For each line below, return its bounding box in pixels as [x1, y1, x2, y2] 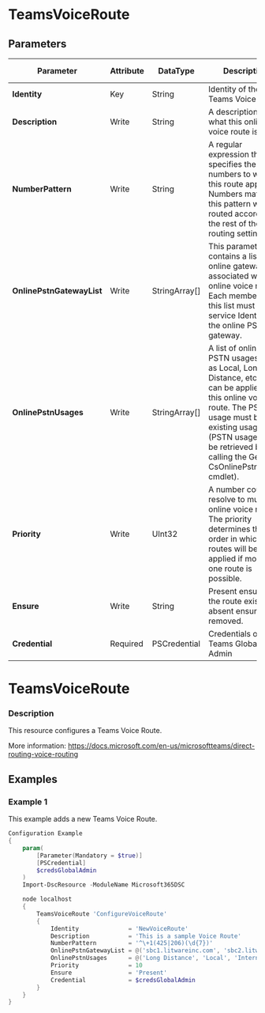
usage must [208, 412, 252, 422]
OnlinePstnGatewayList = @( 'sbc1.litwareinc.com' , [50, 947, 221, 954]
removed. [208, 615, 244, 626]
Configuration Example [8, 830, 83, 837]
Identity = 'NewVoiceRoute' [50, 924, 189, 932]
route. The [208, 402, 247, 413]
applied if [208, 554, 243, 564]
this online [208, 392, 247, 403]
